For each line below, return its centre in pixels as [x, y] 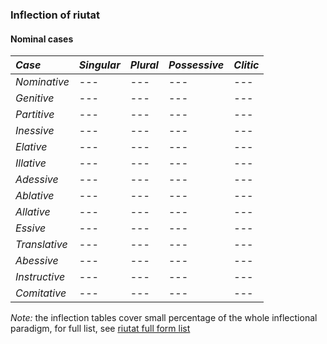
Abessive [37, 261]
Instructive [40, 277]
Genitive [35, 98]
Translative [41, 245]
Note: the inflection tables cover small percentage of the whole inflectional [164, 318]
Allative [33, 212]
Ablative [35, 196]
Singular [99, 65]
